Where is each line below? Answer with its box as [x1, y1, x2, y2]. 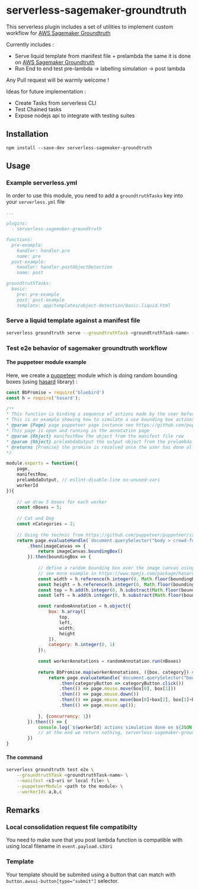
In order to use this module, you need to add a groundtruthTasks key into [6, 192, 184, 199]
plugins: [6, 220, 28, 227]
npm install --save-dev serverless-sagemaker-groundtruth [6, 144, 152, 151]
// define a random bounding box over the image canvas [37, 565, 179, 571]
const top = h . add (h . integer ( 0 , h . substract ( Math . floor [37, 587, 179, 593]
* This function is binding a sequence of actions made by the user [6, 411, 179, 417]
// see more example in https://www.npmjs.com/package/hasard [37, 570, 195, 576]
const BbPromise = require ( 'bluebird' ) [6, 389, 105, 396]
